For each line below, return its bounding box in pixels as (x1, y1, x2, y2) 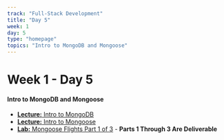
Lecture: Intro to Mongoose (17, 118, 96, 126)
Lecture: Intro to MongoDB (17, 110, 94, 119)
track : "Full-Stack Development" (7, 10, 103, 17)
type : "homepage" (7, 36, 57, 43)
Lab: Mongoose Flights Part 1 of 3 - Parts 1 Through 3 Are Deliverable (17, 125, 218, 133)
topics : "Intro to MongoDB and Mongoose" (7, 42, 128, 49)
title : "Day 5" (7, 17, 51, 23)
